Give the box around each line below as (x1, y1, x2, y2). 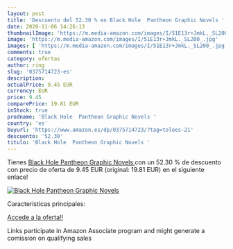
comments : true (7, 49, 51, 56)
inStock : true (7, 107, 49, 114)
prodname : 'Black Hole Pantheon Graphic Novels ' (7, 113, 157, 120)
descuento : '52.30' (7, 132, 64, 139)
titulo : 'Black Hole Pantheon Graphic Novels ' (7, 139, 150, 146)
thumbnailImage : (7, 29, 54, 37)
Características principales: (7, 200, 85, 208)
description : (7, 74, 45, 82)
